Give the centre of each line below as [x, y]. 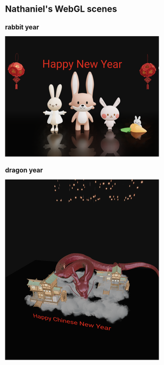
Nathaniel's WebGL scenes [61, 9]
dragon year [24, 170]
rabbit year [22, 27]
